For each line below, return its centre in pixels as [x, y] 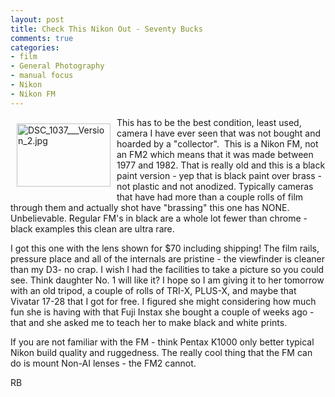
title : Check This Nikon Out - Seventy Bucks [106, 29]
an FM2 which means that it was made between [215, 154]
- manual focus [42, 76]
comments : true [42, 38]
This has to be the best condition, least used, [209, 122]
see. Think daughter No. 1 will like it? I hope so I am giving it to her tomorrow [167, 280]
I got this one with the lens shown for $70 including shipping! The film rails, [165, 248]
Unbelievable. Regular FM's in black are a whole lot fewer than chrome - [159, 218]
